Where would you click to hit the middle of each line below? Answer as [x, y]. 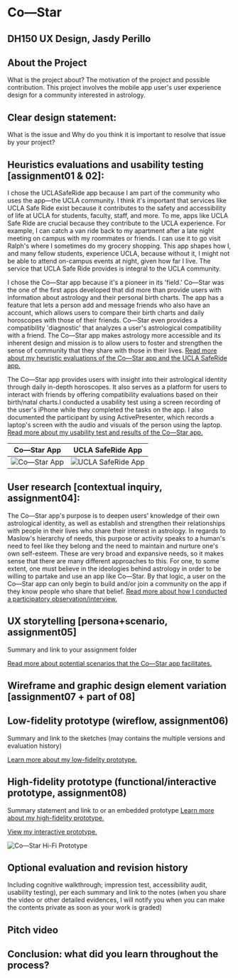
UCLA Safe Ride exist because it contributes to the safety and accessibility [117, 208]
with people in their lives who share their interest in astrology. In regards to [117, 531]
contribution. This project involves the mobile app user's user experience [114, 88]
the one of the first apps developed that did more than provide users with [114, 290]
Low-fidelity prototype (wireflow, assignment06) [118, 721]
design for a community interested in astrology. [76, 95]
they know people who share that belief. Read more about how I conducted [117, 591]
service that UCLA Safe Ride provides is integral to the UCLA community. [114, 269]
